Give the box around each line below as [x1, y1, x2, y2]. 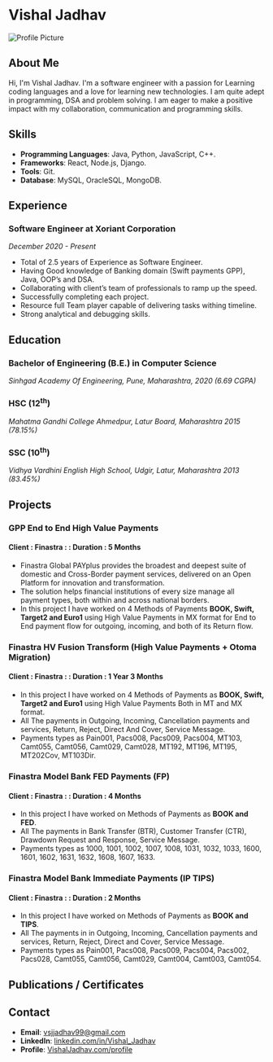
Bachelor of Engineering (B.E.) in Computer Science [8, 357, 217, 368]
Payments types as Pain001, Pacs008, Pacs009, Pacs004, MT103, [19, 733, 242, 743]
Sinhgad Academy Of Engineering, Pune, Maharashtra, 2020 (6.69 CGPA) [8, 375, 257, 385]
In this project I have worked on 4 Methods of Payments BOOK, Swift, [19, 603, 254, 613]
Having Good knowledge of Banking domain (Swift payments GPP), [19, 266, 245, 276]
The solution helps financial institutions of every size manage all [19, 586, 235, 596]
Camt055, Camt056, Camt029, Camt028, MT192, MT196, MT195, [19, 742, 238, 752]
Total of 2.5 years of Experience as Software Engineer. [19, 257, 203, 267]
